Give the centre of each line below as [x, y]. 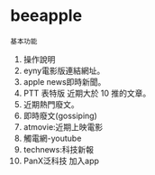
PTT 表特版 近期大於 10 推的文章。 [87, 93]
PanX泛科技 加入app [61, 161]
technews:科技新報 [58, 149]
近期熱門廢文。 [51, 104]
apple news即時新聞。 [64, 81]
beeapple [46, 16]
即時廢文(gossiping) [60, 115]
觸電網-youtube [52, 138]
